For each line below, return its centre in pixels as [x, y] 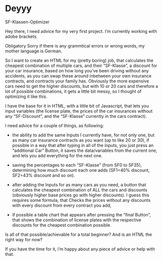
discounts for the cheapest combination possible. [62, 225]
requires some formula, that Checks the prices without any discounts [81, 200]
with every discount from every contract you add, [62, 205]
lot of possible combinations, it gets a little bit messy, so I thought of [73, 91]
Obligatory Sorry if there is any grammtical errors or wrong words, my [75, 46]
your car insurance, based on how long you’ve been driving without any [77, 70]
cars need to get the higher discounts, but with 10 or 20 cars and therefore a [81, 86]
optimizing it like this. [26, 96]
